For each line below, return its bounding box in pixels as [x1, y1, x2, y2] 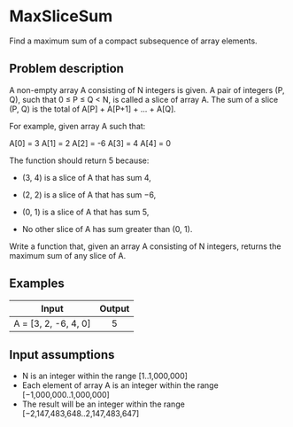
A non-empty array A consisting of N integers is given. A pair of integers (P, [9, 84, 285, 95]
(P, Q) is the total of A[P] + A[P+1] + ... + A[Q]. [9, 104, 177, 114]
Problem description [9, 61, 124, 76]
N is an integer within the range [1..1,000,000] [21, 370, 189, 382]
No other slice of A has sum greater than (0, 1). [21, 223, 193, 234]
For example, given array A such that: [9, 120, 146, 131]
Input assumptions [9, 347, 115, 362]
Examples [9, 276, 65, 291]
